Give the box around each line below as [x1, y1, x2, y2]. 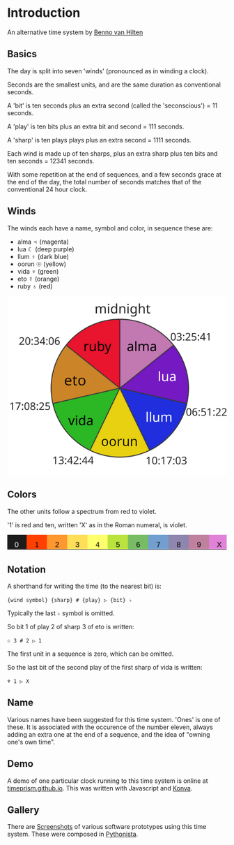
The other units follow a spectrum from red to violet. [7, 507, 157, 515]
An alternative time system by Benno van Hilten [7, 28, 143, 36]
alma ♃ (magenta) [17, 237, 70, 246]
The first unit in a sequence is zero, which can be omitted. [7, 649, 174, 658]
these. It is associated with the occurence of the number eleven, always [7, 723, 214, 731]
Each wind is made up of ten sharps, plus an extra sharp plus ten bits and [7, 149, 218, 158]
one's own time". [7, 737, 56, 746]
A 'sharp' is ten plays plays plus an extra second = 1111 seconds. [7, 135, 192, 144]
